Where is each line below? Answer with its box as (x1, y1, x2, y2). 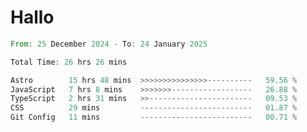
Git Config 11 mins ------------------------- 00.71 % (10, 112, 298, 123)
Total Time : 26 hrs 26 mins (10, 57, 128, 67)
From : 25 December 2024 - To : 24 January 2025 (10, 39, 208, 49)
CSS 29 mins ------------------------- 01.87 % (10, 103, 298, 113)
